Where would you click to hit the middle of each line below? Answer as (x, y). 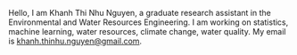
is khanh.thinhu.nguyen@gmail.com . (75, 41)
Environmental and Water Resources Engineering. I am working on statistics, (148, 22)
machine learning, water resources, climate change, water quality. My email (147, 31)
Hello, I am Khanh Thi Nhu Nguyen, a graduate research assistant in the (140, 13)
